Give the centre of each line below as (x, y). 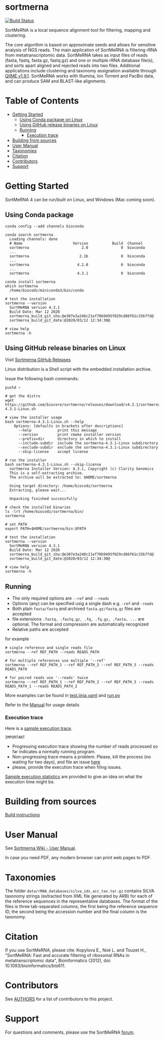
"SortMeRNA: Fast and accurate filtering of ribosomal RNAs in (67, 955)
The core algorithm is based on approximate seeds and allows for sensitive (81, 44)
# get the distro (23, 396)
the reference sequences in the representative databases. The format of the (82, 901)
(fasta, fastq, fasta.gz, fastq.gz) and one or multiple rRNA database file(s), (80, 60)
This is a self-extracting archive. (47, 473)
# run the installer (26, 460)
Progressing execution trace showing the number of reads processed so (85, 746)
